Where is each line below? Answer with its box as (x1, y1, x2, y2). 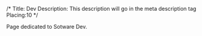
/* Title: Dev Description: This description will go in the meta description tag (6, 5, 197, 12)
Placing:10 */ (6, 11, 38, 19)
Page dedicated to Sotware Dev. (6, 23, 87, 30)
